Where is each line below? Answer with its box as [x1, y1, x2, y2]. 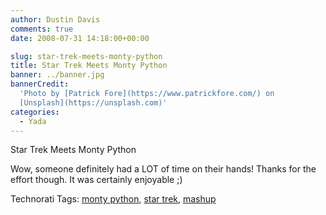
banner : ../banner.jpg [10, 70, 105, 80]
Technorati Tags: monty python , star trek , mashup [10, 193, 217, 205]
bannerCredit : [10, 79, 70, 90]
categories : [10, 107, 60, 117]
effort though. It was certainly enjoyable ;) [10, 174, 183, 186]
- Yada [19, 116, 47, 126]
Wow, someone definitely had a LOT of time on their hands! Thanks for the [10, 163, 317, 175]
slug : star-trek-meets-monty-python [10, 51, 163, 61]
